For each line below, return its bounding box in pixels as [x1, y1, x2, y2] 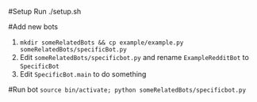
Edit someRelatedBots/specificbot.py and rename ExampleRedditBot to [19, 53, 250, 62]
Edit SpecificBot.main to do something [19, 70, 147, 78]
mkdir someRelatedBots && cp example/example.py [19, 39, 184, 47]
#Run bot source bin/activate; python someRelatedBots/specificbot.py [8, 85, 247, 94]
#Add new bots [8, 22, 58, 31]
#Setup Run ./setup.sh [8, 7, 82, 16]
